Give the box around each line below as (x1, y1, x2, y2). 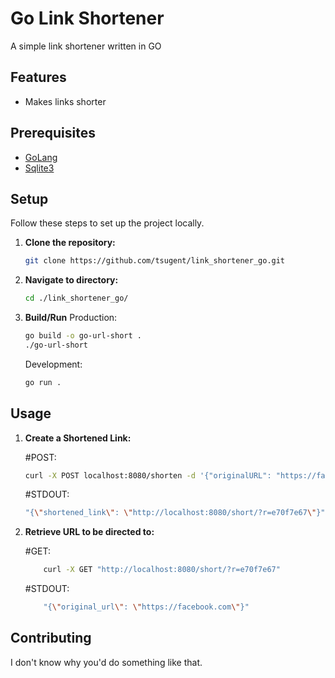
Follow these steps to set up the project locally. (10, 217, 205, 229)
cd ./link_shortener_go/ (24, 293, 129, 304)
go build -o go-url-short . (24, 331, 142, 341)
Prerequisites (10, 125, 96, 142)
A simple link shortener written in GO (10, 40, 162, 52)
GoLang (24, 151, 58, 163)
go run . (24, 377, 62, 387)
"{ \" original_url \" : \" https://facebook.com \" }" (43, 602, 250, 612)
